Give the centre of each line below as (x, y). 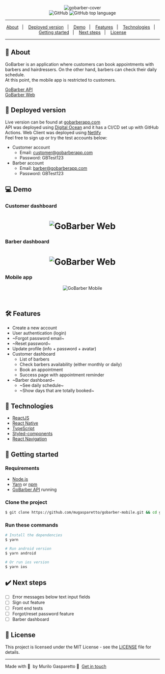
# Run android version (28, 549)
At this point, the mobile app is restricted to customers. (61, 80)
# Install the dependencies (34, 535)
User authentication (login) (39, 333)
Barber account (28, 163)
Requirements (22, 468)
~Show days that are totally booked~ (57, 391)
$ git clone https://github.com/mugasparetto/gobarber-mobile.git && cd (81, 513)
